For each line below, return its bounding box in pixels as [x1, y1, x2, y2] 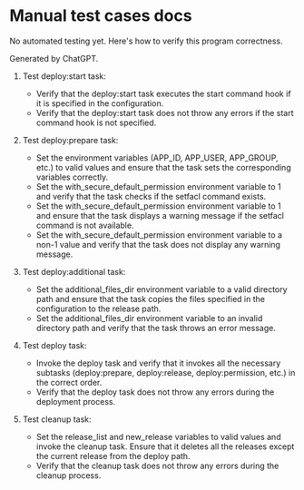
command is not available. [35, 220, 134, 230]
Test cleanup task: [22, 414, 93, 425]
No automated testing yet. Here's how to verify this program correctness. [9, 35, 283, 46]
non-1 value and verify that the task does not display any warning [35, 239, 281, 250]
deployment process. [35, 396, 116, 407]
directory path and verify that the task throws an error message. [35, 322, 277, 333]
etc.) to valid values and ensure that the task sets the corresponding [35, 162, 292, 172]
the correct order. [35, 377, 103, 387]
